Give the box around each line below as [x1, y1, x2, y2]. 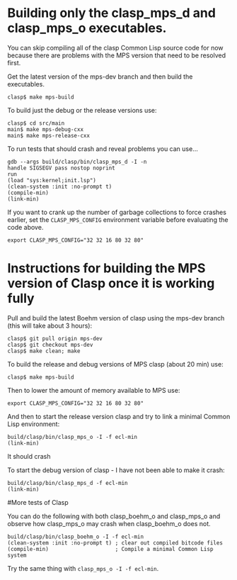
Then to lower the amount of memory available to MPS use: [7, 386, 180, 394]
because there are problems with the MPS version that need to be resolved [7, 51, 226, 60]
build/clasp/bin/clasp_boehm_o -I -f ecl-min [7, 533, 144, 540]
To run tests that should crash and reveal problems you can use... [7, 144, 198, 153]
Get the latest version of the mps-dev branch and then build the [7, 72, 193, 81]
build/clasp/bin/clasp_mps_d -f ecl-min [7, 479, 129, 486]
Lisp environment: [7, 420, 60, 428]
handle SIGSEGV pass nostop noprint [7, 164, 115, 172]
